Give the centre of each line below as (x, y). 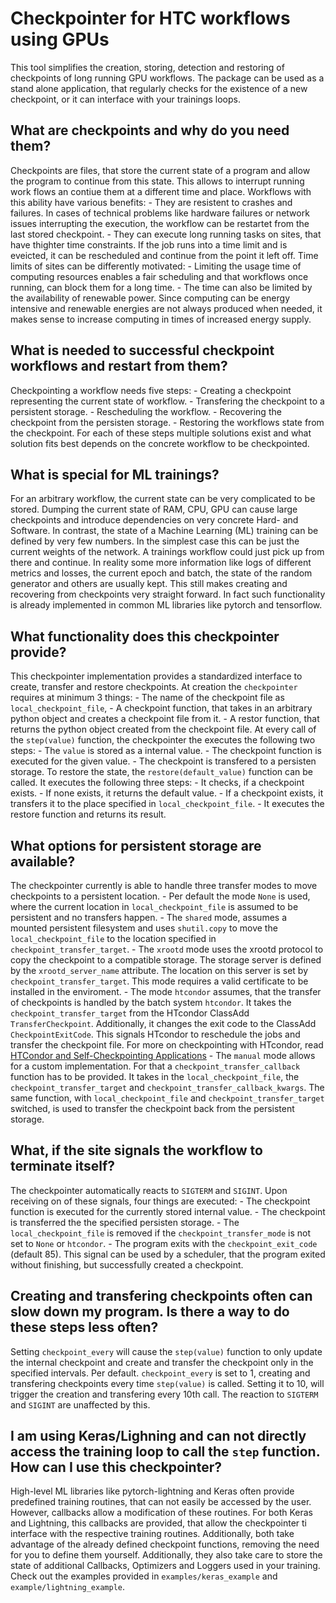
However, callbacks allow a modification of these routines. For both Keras (161, 1513)
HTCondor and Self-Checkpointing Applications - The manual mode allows (163, 1055)
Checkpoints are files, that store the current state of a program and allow (160, 170)
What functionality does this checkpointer (145, 636)
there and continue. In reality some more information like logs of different (161, 563)
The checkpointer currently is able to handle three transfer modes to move (164, 885)
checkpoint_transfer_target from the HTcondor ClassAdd (130, 1013)
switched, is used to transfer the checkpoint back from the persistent (152, 1108)
